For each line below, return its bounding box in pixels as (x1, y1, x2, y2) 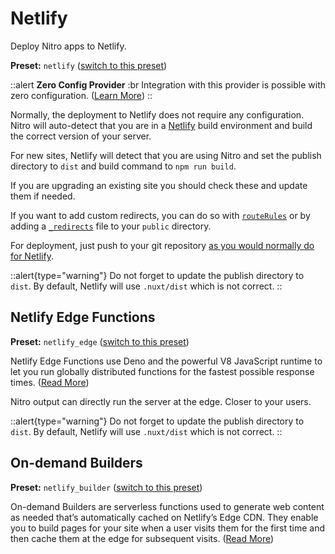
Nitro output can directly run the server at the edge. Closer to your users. (10, 395, 312, 407)
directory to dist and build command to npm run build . (10, 160, 237, 172)
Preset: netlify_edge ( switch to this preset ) (10, 335, 190, 347)
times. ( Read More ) (10, 376, 90, 388)
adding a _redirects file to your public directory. (10, 220, 212, 232)
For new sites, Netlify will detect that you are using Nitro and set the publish (10, 149, 322, 161)
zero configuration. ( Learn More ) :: (10, 89, 153, 101)
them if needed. (10, 190, 76, 202)
